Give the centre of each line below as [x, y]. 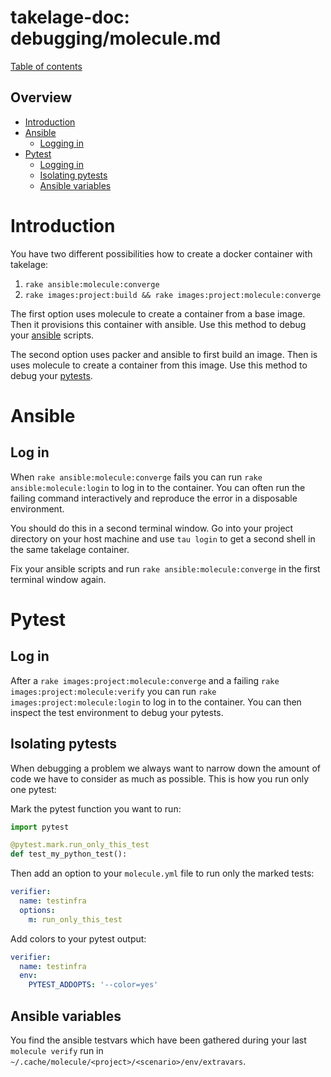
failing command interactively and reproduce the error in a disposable [154, 498]
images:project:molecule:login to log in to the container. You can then [156, 702]
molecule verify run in [57, 1050]
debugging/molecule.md [116, 38]
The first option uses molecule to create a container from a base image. [158, 313]
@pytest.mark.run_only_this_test [80, 845]
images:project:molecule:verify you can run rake [113, 691]
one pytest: [33, 789]
